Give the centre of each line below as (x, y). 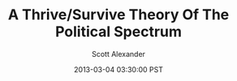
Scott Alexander (118, 54)
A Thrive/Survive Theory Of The (118, 15)
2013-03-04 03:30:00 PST (118, 69)
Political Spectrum (118, 32)
